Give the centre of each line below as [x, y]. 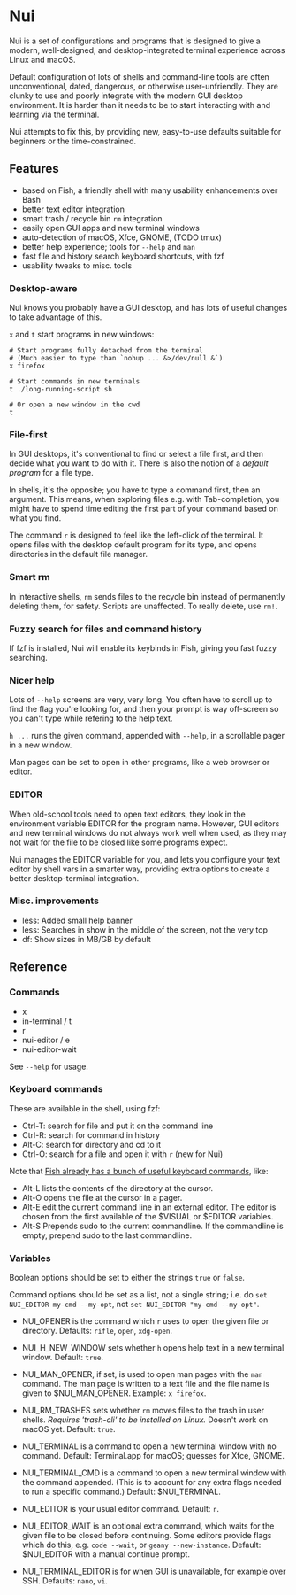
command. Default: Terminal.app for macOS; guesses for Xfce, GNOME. [153, 1456]
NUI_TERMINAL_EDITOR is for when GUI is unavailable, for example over [154, 1572]
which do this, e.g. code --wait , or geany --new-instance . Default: [141, 1545]
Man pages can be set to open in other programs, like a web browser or [140, 763]
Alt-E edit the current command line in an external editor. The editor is [149, 1207]
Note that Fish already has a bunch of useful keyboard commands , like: [139, 1171]
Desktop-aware [43, 288]
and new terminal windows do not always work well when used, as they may [148, 832]
